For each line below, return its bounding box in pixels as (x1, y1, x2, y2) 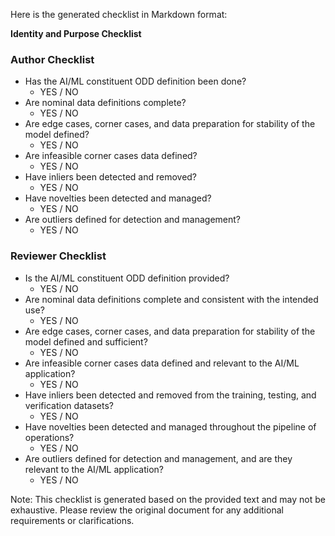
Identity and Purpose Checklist (10, 28, 142, 39)
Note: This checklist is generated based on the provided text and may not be (10, 493, 326, 505)
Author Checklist (10, 52, 95, 66)
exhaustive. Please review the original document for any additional (10, 504, 284, 516)
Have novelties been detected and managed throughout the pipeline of (24, 420, 317, 433)
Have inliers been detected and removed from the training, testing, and (24, 389, 317, 401)
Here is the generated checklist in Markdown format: (10, 9, 228, 20)
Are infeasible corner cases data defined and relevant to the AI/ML (24, 357, 300, 369)
